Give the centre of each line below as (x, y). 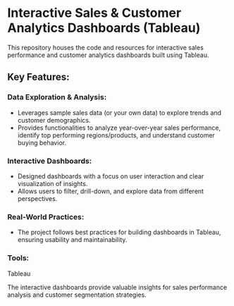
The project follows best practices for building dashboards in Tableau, (119, 232)
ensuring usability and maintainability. (72, 240)
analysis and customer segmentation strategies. (77, 295)
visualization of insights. (53, 183)
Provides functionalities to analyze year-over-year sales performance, (119, 128)
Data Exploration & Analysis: (57, 97)
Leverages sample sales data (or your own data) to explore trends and (119, 112)
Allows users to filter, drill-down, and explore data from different (111, 191)
